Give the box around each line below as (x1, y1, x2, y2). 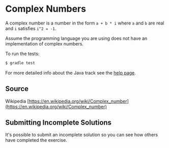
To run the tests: (5, 51, 40, 57)
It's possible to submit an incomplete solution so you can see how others (5, 132, 158, 138)
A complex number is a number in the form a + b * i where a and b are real (5, 20, 164, 26)
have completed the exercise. (5, 137, 67, 143)
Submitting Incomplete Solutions (5, 118, 112, 127)
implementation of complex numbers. (5, 40, 84, 46)
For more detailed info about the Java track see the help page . (5, 69, 136, 76)
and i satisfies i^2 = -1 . (5, 25, 57, 31)
